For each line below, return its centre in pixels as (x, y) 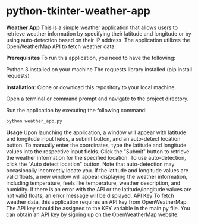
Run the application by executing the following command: (76, 110)
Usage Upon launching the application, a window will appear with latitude (96, 132)
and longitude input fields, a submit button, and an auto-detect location (93, 138)
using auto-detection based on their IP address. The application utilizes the (98, 40)
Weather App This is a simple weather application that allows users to (92, 27)
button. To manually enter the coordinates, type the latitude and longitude (96, 145)
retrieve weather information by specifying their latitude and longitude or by (99, 33)
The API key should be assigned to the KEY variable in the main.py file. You (98, 208)
